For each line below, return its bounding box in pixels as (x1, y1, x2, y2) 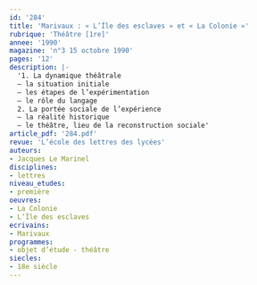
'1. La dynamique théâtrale (17, 71, 122, 80)
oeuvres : (9, 196, 42, 205)
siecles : (9, 254, 42, 264)
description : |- (9, 63, 70, 72)
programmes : (9, 238, 54, 247)
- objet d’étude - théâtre (9, 246, 110, 255)
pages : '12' (9, 54, 54, 63)
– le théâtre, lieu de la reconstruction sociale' (17, 122, 210, 130)
